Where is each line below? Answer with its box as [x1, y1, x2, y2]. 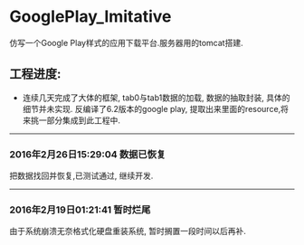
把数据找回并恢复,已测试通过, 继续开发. [9, 170, 154, 182]
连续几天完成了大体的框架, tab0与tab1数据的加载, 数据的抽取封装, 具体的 [22, 92, 290, 103]
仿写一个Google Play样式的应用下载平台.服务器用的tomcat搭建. [9, 37, 243, 48]
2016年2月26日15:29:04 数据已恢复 [9, 147, 166, 160]
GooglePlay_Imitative [9, 6, 172, 27]
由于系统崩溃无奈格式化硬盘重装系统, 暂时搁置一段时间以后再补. [9, 226, 247, 237]
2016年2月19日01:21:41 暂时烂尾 [9, 203, 151, 216]
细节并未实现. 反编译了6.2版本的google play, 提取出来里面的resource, [22, 103, 281, 114]
